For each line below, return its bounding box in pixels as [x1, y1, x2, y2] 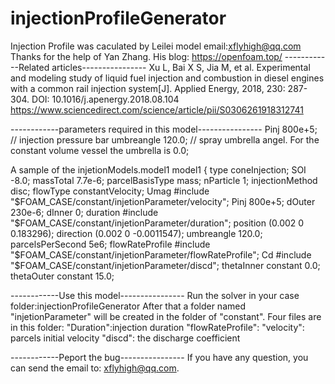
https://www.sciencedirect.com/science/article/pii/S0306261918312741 [10, 103, 304, 116]
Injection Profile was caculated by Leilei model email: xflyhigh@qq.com [10, 40, 302, 52]
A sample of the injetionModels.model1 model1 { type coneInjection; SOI [10, 163, 307, 176]
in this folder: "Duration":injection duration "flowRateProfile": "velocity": [10, 321, 305, 333]
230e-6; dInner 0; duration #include [10, 206, 159, 218]
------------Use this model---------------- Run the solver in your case [10, 289, 300, 301]
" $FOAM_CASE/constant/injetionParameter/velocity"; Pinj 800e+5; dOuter [10, 195, 316, 207]
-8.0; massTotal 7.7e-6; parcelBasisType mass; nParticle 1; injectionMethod [10, 174, 318, 186]
